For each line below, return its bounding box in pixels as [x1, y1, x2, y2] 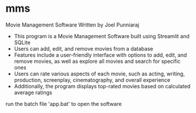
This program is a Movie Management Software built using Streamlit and [14, 32, 190, 39]
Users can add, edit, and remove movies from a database [14, 45, 154, 52]
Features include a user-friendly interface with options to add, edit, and [14, 51, 187, 58]
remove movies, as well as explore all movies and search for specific [14, 58, 181, 65]
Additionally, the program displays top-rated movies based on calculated [14, 82, 191, 89]
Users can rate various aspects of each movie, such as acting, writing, [14, 70, 185, 77]
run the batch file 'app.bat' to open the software [5, 100, 122, 107]
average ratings [14, 89, 52, 96]
